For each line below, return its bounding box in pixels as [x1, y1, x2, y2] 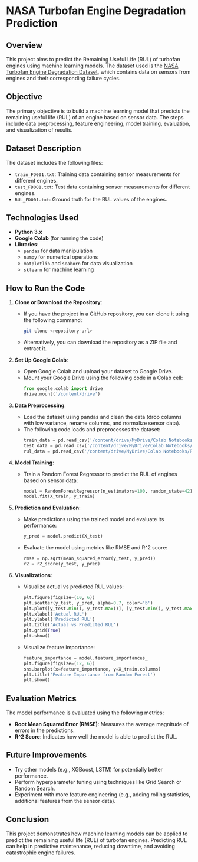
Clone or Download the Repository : [14, 299, 103, 306]
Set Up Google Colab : [14, 356, 68, 364]
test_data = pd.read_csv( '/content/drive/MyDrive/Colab [23, 443, 164, 448]
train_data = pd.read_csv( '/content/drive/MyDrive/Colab [23, 437, 167, 443]
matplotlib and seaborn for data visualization [23, 260, 133, 267]
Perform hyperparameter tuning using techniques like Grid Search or [14, 778, 181, 785]
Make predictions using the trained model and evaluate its [23, 516, 164, 523]
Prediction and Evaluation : [14, 504, 81, 512]
